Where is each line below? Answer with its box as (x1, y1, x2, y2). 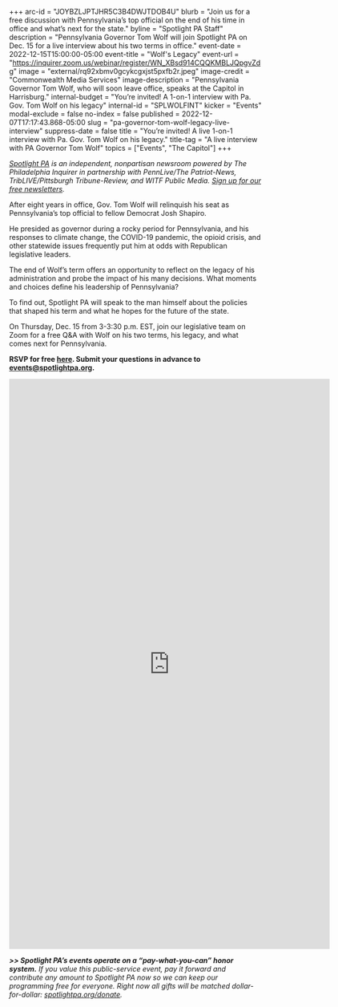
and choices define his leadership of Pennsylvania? (9, 282, 179, 291)
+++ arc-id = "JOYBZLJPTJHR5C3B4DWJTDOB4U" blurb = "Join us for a (9, 7, 251, 16)
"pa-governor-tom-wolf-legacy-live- (109, 118, 231, 127)
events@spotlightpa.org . (9, 363, 95, 372)
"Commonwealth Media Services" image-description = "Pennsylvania (9, 75, 239, 84)
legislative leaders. (9, 250, 71, 259)
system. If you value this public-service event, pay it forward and (9, 964, 227, 973)
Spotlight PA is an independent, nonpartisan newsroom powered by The (9, 159, 247, 168)
